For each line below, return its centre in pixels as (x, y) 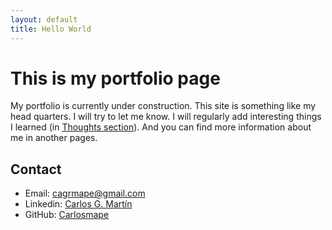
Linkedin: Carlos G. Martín (78, 204)
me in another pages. (54, 138)
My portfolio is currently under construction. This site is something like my (163, 106)
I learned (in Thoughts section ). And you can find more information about (161, 127)
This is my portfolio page (115, 78)
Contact (36, 169)
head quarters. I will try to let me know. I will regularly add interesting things (166, 117)
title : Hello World (51, 29)
